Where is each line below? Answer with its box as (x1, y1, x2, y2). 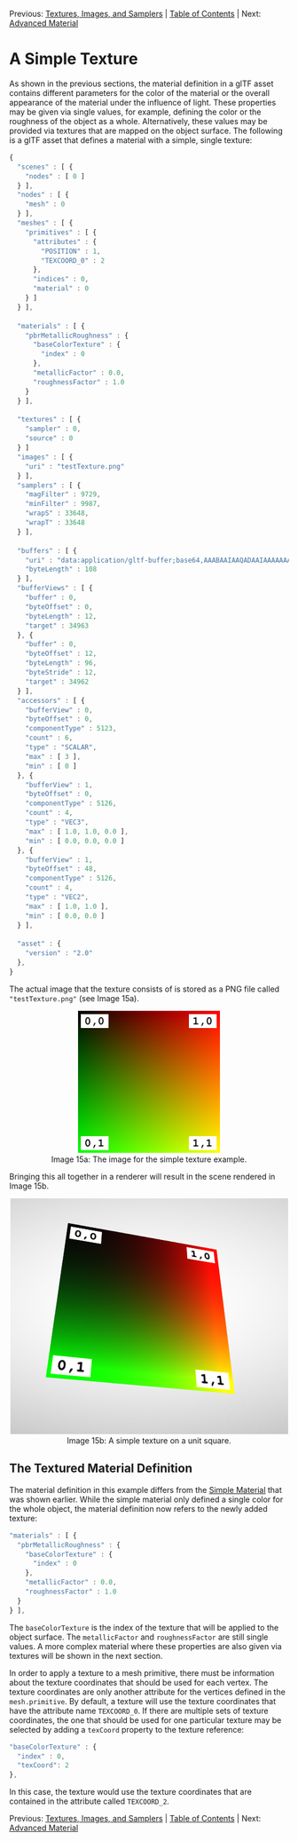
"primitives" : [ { (25, 227, 98, 237)
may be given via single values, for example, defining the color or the (9, 107, 262, 117)
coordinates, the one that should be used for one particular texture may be (9, 1714, 282, 1726)
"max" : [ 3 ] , (25, 752, 82, 761)
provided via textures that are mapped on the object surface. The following (9, 125, 283, 136)
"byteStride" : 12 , (25, 668, 98, 677)
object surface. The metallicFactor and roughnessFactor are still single (9, 1632, 269, 1642)
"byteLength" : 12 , (25, 612, 98, 620)
